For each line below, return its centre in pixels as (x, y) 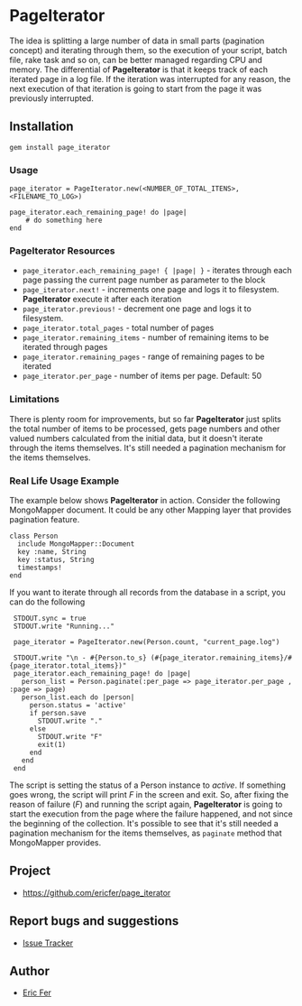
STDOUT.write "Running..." (64, 626)
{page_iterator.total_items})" (68, 665)
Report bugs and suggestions (94, 921)
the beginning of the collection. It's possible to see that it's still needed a (144, 823)
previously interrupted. (52, 98)
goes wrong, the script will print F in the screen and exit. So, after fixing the (149, 794)
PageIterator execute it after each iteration (102, 300)
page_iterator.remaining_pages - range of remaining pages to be (143, 356)
